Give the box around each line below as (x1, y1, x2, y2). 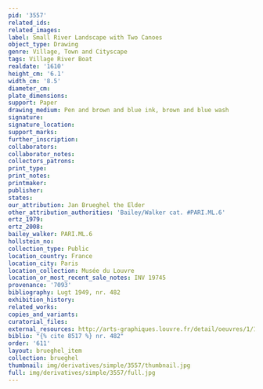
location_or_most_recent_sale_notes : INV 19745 (8, 274, 167, 282)
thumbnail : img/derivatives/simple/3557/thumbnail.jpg (8, 362, 191, 369)
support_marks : (8, 128, 58, 136)
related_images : (8, 26, 61, 34)
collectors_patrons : (8, 158, 76, 165)
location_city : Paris (8, 260, 79, 267)
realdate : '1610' (8, 63, 65, 71)
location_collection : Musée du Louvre (8, 267, 135, 274)
